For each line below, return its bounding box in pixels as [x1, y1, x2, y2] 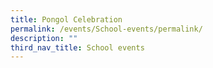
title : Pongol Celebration [10, 14, 123, 25]
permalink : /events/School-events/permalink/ [10, 24, 203, 34]
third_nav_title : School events [10, 42, 145, 53]
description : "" [10, 33, 78, 43]
